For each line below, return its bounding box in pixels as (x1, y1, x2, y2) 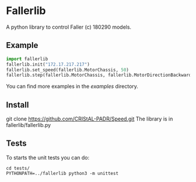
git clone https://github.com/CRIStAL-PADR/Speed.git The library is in (6, 115, 173, 122)
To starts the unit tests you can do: (6, 154, 90, 161)
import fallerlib (6, 56, 48, 62)
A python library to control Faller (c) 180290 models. (6, 23, 132, 30)
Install (6, 99, 29, 109)
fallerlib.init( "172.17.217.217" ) (6, 61, 90, 67)
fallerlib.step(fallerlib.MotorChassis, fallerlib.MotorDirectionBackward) (6, 72, 194, 78)
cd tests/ (6, 165, 30, 171)
